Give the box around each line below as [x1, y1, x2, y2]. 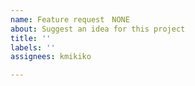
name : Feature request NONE [10, 14, 130, 25]
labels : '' [10, 42, 56, 53]
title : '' [10, 33, 52, 43]
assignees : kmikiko [10, 52, 92, 62]
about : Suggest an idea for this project [10, 24, 186, 34]
